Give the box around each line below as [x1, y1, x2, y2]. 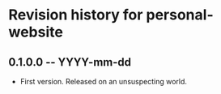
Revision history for [8, 6, 143, 24]
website [8, 23, 63, 41]
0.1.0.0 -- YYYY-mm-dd [8, 55, 132, 69]
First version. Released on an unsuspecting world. [19, 77, 188, 86]
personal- [146, 6, 214, 24]
